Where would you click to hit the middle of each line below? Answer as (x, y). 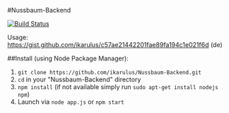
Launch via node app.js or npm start (71, 102)
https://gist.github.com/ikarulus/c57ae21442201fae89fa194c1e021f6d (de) (115, 45)
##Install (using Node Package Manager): (68, 58)
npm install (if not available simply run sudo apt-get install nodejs (118, 87)
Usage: (18, 37)
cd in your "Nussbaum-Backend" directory (79, 79)
